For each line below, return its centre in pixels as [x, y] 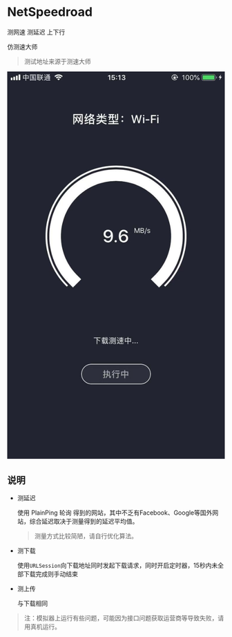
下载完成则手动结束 [50, 574]
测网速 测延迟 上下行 [36, 32]
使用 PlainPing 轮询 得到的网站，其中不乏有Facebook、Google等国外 [115, 513]
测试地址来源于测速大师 [57, 61]
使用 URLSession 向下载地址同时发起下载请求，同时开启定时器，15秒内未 [117, 565]
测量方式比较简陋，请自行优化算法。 [86, 536]
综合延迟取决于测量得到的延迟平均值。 [84, 522]
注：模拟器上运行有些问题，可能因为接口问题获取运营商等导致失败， [121, 618]
